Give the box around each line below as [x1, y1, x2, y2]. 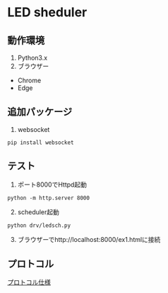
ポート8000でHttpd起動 [17, 180, 87, 189]
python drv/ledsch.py [7, 221, 71, 229]
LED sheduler [7, 4, 88, 21]
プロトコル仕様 [7, 278, 51, 287]
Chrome [17, 76, 42, 84]
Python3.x [17, 54, 48, 62]
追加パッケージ [7, 106, 73, 118]
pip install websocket [7, 139, 74, 146]
